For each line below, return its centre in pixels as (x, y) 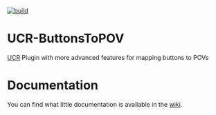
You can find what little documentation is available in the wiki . (95, 104)
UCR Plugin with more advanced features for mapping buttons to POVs (108, 57)
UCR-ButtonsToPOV (66, 39)
